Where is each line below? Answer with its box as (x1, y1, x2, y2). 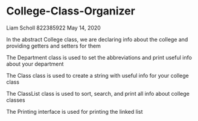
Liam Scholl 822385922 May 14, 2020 (6, 24, 101, 31)
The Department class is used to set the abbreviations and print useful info (6, 54, 192, 61)
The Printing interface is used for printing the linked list (6, 108, 143, 115)
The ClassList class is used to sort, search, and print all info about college (6, 90, 190, 97)
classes (6, 96, 25, 104)
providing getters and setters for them (6, 42, 101, 49)
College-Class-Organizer (6, 4, 136, 18)
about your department (6, 60, 64, 67)
